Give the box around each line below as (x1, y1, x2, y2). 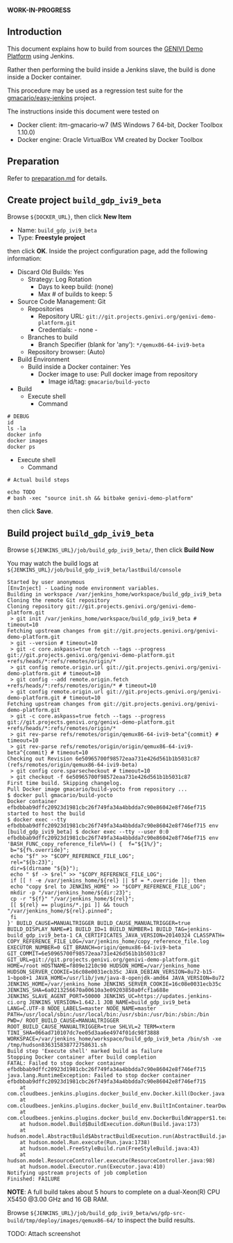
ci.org (7, 999, 26, 1006)
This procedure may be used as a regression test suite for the (7, 86, 184, 95)
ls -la (7, 425, 26, 432)
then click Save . (7, 507, 53, 516)
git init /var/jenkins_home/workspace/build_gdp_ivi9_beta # (16, 615, 197, 622)
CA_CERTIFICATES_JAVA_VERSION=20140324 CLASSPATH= (75, 932, 225, 939)
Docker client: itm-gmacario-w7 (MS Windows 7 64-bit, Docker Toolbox (17, 120, 223, 129)
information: (7, 254, 42, 263)
